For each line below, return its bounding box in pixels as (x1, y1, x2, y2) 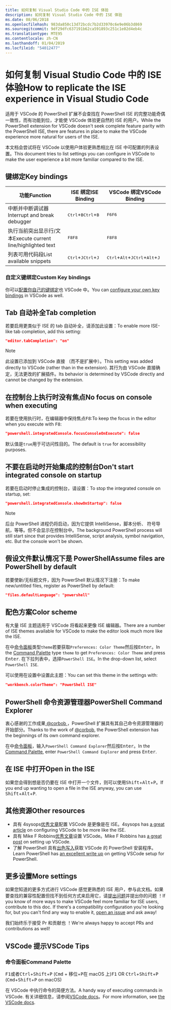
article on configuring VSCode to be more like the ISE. (12, 827, 126, 833)
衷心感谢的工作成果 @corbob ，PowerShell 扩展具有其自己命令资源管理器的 (5, 720, 164, 726)
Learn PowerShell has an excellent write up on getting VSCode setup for (12, 850, 164, 856)
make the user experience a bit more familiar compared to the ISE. (5, 156, 144, 162)
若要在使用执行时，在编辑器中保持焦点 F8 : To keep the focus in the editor (5, 415, 156, 421)
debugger (8, 218, 32, 225)
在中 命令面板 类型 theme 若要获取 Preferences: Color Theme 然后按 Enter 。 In (5, 644, 160, 650)
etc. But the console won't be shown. (5, 538, 83, 544)
